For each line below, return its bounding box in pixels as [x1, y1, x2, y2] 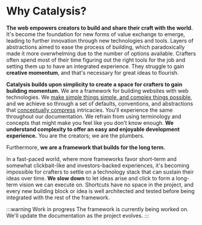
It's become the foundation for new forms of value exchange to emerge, [6, 30, 185, 37]
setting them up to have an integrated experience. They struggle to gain [6, 62, 185, 70]
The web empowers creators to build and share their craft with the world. [6, 24, 193, 31]
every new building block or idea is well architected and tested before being [6, 187, 195, 194]
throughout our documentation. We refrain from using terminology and [6, 113, 181, 120]
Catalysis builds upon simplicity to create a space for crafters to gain [6, 80, 183, 88]
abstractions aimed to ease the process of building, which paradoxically [6, 43, 185, 51]
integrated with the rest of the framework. [6, 194, 110, 201]
